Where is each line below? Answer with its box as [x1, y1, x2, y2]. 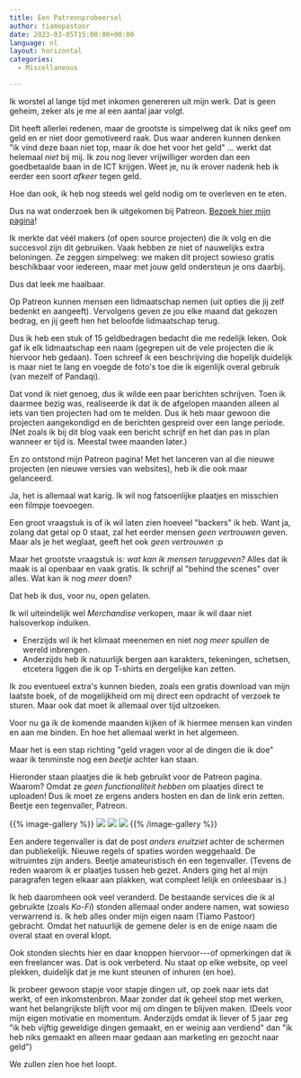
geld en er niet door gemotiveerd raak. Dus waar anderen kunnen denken [9, 132, 281, 143]
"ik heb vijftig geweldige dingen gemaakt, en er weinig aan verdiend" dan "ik [9, 1022, 293, 1033]
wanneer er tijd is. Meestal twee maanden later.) [9, 436, 188, 446]
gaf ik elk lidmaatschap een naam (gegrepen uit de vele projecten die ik [9, 342, 274, 353]
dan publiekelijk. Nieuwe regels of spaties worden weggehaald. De [9, 845, 256, 856]
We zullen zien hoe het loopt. [9, 1058, 117, 1069]
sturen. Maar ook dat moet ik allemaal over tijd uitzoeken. [9, 699, 222, 711]
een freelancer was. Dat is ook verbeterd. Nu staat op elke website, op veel [9, 957, 288, 967]
